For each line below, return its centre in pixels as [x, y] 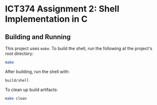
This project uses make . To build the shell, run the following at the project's [79, 48]
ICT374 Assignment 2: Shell [62, 9]
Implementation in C [46, 19]
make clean [16, 98]
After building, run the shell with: [37, 71]
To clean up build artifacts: [31, 90]
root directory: [19, 53]
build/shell [17, 80]
